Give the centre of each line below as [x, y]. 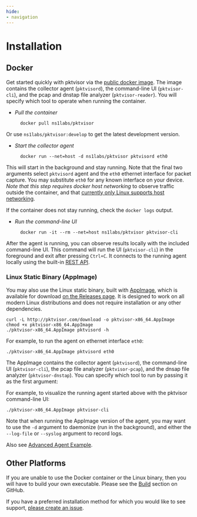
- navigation [22, 17]
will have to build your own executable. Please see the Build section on [92, 483]
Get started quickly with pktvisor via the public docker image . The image [94, 82]
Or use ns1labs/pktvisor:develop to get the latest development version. [93, 134]
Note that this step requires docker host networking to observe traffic [90, 186]
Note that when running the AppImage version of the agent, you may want [96, 421]
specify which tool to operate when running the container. [76, 101]
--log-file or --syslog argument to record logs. [65, 433]
